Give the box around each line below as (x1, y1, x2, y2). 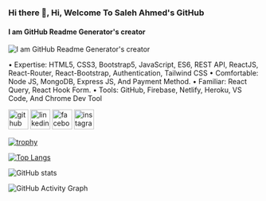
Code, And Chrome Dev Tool (8, 94, 102, 103)
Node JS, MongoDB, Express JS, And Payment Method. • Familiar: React (8, 77, 247, 87)
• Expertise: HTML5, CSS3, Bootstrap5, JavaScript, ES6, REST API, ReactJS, (8, 60, 259, 70)
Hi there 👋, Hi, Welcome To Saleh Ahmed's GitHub (8, 7, 205, 18)
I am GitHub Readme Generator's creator (8, 27, 146, 37)
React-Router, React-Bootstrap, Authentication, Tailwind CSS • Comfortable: (8, 68, 259, 78)
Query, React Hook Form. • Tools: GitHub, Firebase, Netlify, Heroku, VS (8, 85, 242, 95)
